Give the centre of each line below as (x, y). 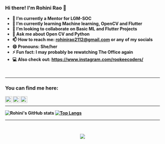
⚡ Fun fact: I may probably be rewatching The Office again (73, 52)
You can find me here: (32, 88)
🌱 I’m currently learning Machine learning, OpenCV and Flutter (77, 24)
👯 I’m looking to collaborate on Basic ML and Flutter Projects (75, 29)
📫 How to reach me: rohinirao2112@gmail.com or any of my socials (82, 40)
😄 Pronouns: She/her (35, 47)
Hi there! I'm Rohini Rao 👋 (36, 8)
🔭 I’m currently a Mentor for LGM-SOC (52, 19)
